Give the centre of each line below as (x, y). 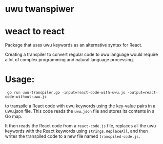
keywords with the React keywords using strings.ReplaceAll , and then (77, 131)
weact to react (35, 32)
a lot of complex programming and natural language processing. (70, 60)
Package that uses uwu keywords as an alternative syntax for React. (74, 45)
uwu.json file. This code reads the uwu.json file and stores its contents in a (80, 111)
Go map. (14, 117)
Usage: (20, 80)
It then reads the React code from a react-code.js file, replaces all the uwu (81, 126)
